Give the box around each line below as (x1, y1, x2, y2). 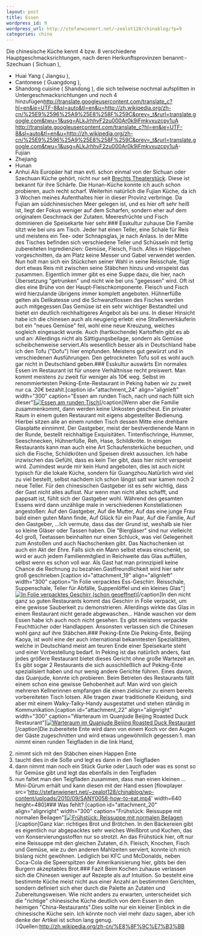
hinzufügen (14, 98, 44, 105)
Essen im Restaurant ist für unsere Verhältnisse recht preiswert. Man (14, 367, 186, 374)
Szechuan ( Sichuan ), (6, 61, 62, 68)
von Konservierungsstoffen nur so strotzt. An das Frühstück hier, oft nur (14, 833, 194, 841)
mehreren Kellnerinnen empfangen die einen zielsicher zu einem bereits (14, 687, 194, 694)
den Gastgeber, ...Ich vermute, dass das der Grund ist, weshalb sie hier (14, 521, 192, 528)
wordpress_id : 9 (6, 20, 47, 26)
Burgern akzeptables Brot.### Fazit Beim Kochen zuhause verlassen (14, 865, 186, 873)
